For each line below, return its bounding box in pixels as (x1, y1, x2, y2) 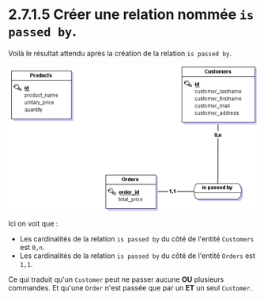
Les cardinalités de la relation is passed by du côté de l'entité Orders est (19, 251, 255, 260)
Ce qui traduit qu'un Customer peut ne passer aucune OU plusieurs (8, 275, 224, 284)
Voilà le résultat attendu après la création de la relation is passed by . (8, 48, 232, 58)
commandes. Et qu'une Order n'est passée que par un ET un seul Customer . (8, 283, 253, 292)
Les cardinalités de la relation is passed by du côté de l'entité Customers (19, 234, 255, 243)
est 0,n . (19, 243, 45, 252)
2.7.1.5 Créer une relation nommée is (8, 6, 255, 24)
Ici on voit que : (8, 219, 58, 228)
